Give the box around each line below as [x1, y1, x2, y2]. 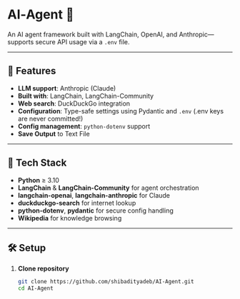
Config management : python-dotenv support [17, 121, 151, 131]
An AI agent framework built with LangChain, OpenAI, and [7, 30, 178, 39]
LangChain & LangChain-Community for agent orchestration [17, 183, 199, 192]
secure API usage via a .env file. [35, 37, 130, 46]
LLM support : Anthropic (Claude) [17, 83, 116, 92]
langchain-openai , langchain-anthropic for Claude [17, 191, 170, 199]
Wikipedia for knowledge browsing [17, 213, 122, 222]
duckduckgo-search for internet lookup [17, 198, 136, 207]
